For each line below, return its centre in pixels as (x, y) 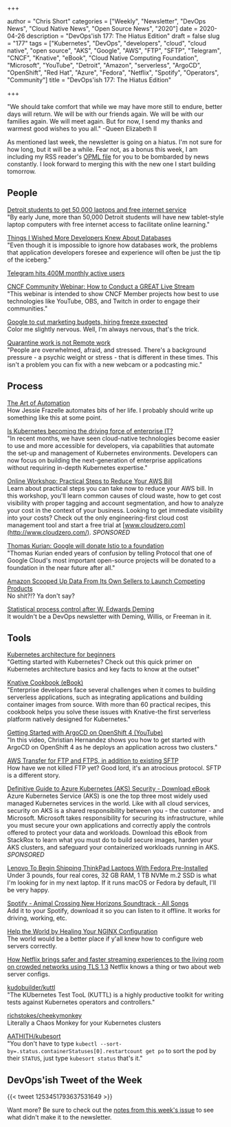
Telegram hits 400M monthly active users (66, 273)
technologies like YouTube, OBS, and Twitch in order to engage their (104, 301)
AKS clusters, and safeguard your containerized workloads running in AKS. (113, 847)
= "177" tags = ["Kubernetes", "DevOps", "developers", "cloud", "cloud (107, 43)
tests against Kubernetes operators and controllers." (81, 1002)
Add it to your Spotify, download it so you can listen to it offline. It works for (114, 911)
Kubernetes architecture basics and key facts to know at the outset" (103, 669)
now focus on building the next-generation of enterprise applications (104, 460)
